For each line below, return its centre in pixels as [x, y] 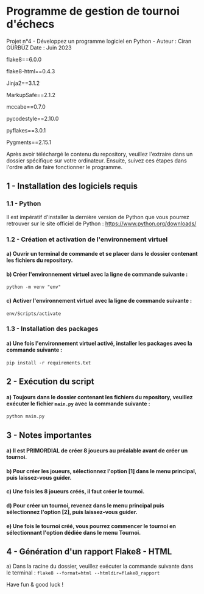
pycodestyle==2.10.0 [33, 118]
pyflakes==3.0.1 [26, 130]
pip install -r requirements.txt [49, 363]
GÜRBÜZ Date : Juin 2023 [39, 48]
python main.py [26, 416]
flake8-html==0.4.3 [31, 71]
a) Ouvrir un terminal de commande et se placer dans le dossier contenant [102, 254]
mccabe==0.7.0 [26, 107]
